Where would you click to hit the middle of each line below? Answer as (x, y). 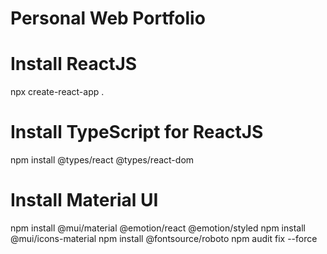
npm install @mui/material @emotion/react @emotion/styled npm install (158, 228)
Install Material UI (84, 200)
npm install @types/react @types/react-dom (102, 160)
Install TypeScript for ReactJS (137, 132)
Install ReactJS (74, 64)
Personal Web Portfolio (108, 18)
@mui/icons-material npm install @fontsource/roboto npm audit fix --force (164, 238)
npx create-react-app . (57, 92)
